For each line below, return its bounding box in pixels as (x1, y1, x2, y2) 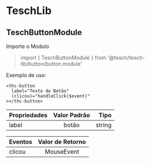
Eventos (9, 138, 32, 145)
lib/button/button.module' (20, 60, 83, 67)
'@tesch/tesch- (107, 54, 145, 61)
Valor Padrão (53, 111, 90, 119)
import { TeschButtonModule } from (20, 54, 107, 61)
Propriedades (9, 111, 48, 119)
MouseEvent (44, 148, 80, 155)
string (95, 121, 112, 129)
